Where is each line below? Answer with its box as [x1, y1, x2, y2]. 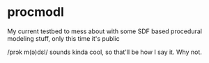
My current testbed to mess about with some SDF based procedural [7, 27, 202, 35]
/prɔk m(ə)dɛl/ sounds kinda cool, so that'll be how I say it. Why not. [7, 48, 202, 56]
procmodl [7, 4, 64, 20]
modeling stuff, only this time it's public [7, 34, 120, 42]
